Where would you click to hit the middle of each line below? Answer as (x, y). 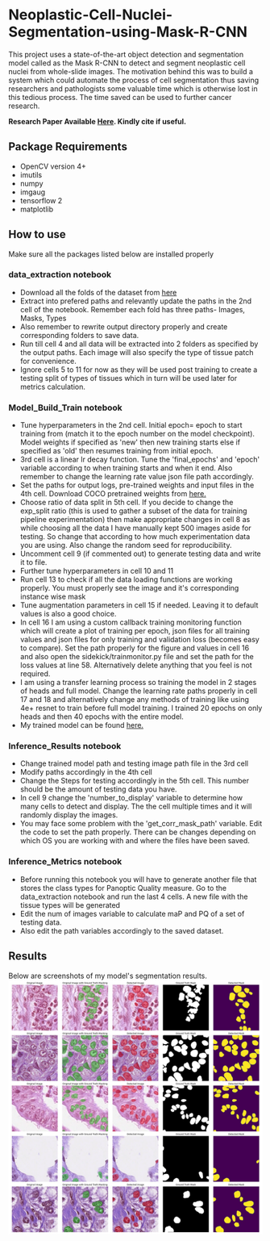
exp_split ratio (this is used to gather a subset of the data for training (133, 511)
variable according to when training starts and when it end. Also (126, 468)
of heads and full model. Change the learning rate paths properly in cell (139, 691)
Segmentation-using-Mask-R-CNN (128, 32)
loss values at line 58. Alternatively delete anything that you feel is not (136, 665)
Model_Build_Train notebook (65, 407)
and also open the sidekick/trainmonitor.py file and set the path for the (137, 657)
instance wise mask (53, 597)
